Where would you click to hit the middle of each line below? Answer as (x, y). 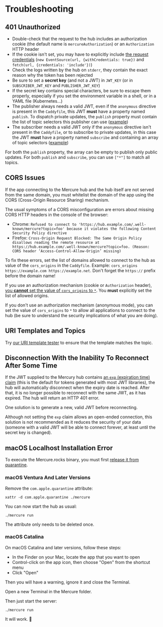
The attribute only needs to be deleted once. (50, 524)
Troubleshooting (39, 9)
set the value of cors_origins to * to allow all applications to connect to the (80, 310)
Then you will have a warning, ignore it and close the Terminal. (68, 582)
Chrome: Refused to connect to (44, 224)
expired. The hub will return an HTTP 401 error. (52, 398)
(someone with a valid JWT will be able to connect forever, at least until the (80, 427)
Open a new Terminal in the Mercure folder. (49, 591)
